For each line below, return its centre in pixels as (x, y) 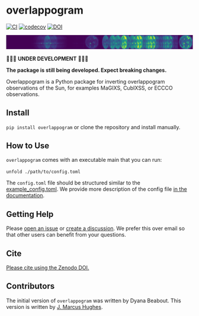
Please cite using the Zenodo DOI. (48, 268)
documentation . (25, 196)
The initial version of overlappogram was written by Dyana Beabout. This (94, 301)
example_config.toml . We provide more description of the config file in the (97, 189)
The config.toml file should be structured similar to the (73, 183)
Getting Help (30, 214)
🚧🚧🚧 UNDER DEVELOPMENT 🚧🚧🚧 (47, 58)
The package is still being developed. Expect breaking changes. (86, 70)
